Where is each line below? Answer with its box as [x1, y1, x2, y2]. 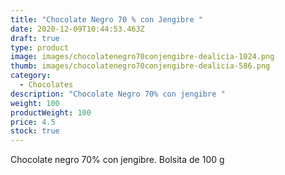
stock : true [10, 126, 60, 136]
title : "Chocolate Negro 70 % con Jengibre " [10, 14, 203, 25]
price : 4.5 [10, 117, 56, 127]
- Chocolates [19, 80, 74, 90]
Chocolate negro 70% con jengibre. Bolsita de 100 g [10, 154, 225, 166]
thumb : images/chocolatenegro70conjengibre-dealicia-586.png [10, 61, 271, 71]
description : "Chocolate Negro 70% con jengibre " [10, 89, 226, 99]
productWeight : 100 [10, 107, 92, 118]
